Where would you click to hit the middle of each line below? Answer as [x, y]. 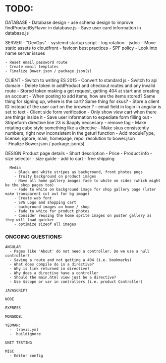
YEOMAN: [13, 325]
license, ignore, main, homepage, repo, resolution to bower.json [70, 138]
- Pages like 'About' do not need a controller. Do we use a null [80, 252]
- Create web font [33, 198]
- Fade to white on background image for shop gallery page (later [85, 189]
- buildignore [25, 334]
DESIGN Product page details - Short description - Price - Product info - [79, 153]
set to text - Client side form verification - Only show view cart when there [81, 112]
